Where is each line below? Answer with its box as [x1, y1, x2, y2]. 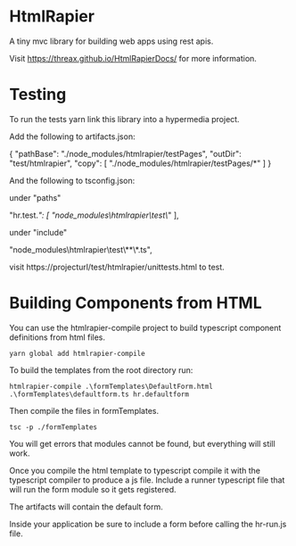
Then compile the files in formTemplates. [9, 405, 159, 416]
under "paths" [9, 192, 62, 203]
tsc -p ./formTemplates [9, 422, 98, 432]
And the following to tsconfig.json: [9, 175, 136, 186]
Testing [9, 85, 67, 104]
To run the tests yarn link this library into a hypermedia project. [9, 113, 240, 124]
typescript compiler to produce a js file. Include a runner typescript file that [9, 475, 285, 485]
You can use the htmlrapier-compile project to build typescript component [9, 322, 282, 333]
